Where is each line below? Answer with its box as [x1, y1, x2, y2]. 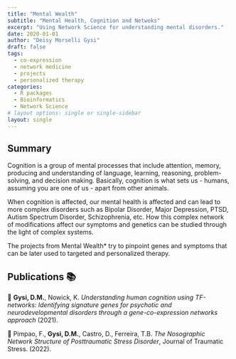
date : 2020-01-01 [7, 30, 59, 38]
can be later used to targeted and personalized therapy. [7, 250, 171, 258]
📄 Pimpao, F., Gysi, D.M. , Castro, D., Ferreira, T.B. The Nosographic [7, 330, 205, 338]
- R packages [14, 90, 53, 97]
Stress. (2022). [7, 345, 52, 353]
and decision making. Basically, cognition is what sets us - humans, [31, 176, 230, 185]
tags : [7, 50, 23, 58]
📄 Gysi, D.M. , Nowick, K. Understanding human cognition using [7, 293, 194, 302]
